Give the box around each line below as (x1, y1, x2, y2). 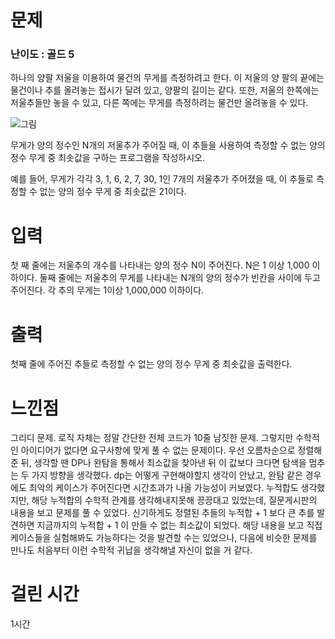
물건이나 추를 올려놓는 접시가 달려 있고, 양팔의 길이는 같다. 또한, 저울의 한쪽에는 (10, 84, 320, 96)
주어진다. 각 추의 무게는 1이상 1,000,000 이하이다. (10, 284, 205, 296)
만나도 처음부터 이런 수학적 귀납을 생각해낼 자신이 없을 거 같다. (10, 544, 253, 556)
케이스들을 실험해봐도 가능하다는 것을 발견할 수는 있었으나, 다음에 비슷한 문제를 (10, 532, 318, 544)
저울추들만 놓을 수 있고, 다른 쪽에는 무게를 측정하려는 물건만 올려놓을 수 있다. (10, 97, 309, 109)
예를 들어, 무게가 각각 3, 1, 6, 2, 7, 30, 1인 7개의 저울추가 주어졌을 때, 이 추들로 (10, 173, 314, 185)
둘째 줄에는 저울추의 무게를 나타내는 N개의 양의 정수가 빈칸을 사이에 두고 (39, 272, 321, 284)
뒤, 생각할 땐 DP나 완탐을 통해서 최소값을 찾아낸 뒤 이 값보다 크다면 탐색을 (20, 457, 307, 469)
